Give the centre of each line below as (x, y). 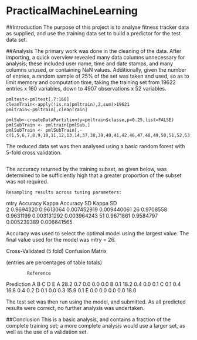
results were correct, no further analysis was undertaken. (75, 308)
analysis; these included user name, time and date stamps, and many (90, 64)
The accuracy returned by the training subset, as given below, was (86, 169)
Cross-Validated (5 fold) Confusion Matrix (57, 251)
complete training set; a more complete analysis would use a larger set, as (96, 325)
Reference (39, 273)
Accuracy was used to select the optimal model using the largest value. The (98, 233)
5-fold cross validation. (34, 152)
